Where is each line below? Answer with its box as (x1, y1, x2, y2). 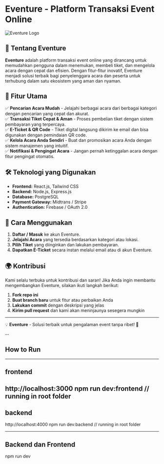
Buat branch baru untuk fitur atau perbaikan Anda (12, 297, 113, 303)
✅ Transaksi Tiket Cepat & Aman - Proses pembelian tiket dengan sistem (5, 116, 154, 122)
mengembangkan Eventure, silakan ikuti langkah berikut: (5, 283, 119, 288)
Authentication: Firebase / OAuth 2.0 (12, 204, 88, 210)
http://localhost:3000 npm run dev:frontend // (5, 384, 150, 393)
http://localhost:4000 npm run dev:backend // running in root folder (5, 421, 141, 427)
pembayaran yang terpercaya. (5, 121, 66, 127)
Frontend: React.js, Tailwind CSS (12, 183, 79, 189)
